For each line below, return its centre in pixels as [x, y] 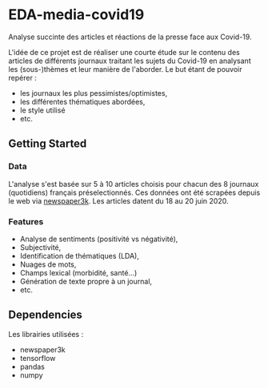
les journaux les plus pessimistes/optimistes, [94, 93]
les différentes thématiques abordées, [82, 101]
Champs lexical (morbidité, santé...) [78, 272]
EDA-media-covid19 [76, 15]
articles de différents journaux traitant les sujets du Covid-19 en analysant [130, 61]
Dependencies [45, 315]
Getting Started [48, 144]
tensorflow [38, 358]
